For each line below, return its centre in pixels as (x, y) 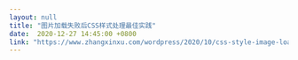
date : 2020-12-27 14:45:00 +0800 (73, 34)
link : (19, 42)
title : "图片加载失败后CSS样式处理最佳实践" (83, 26)
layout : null (33, 17)
